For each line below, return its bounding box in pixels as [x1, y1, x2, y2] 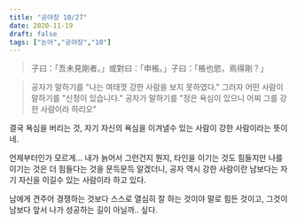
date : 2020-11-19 [9, 21, 74, 30]
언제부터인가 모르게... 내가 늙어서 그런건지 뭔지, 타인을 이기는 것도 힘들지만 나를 [9, 152, 284, 164]
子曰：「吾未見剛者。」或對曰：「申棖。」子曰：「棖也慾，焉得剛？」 [30, 63, 269, 73]
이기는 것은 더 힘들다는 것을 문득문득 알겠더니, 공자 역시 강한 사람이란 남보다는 [9, 164, 279, 174]
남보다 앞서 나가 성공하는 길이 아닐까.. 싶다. [9, 204, 158, 215]
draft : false [9, 29, 58, 38]
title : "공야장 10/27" [9, 12, 88, 22]
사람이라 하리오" [40, 104, 98, 115]
